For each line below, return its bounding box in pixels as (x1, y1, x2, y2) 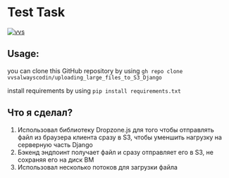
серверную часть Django (17, 140, 93, 148)
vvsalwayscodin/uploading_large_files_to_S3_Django (7, 74, 162, 81)
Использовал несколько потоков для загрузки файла (17, 163, 178, 171)
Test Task (7, 4, 66, 20)
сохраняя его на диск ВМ (17, 155, 94, 164)
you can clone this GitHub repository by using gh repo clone (7, 66, 183, 75)
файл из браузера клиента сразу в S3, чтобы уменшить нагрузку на (17, 133, 222, 141)
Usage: (7, 48, 40, 60)
